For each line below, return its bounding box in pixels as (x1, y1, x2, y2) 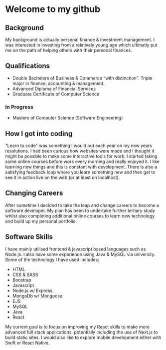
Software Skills (5, 232, 53, 241)
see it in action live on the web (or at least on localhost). (5, 174, 120, 180)
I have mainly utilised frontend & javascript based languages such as (5, 246, 146, 252)
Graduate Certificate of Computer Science (12, 91, 100, 97)
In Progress (5, 103, 34, 110)
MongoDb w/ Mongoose (12, 292, 63, 298)
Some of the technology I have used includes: (5, 256, 100, 262)
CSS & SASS (12, 271, 38, 277)
